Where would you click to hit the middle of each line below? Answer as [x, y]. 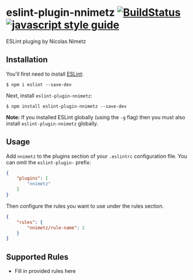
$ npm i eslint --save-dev [39, 85]
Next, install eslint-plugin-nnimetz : [49, 95]
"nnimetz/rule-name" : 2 [56, 228]
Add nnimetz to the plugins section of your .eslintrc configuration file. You [96, 156]
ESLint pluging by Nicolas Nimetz [46, 41]
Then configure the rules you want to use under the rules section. [85, 206]
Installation [27, 60]
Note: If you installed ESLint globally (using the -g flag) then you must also [96, 117]
